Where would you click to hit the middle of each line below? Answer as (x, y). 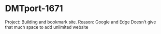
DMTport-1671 (34, 8)
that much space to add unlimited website (47, 27)
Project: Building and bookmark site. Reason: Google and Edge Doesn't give (80, 22)
